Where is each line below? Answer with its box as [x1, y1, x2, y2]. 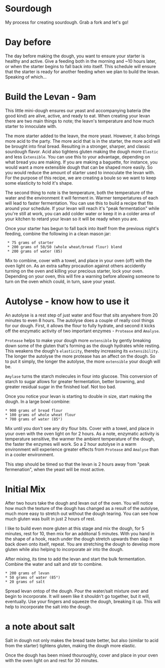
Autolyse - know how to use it [5, 296, 130, 307]
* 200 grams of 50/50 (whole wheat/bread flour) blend [7, 244, 122, 249]
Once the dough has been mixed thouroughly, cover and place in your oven [5, 652, 158, 658]
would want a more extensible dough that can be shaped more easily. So [5, 164, 153, 170]
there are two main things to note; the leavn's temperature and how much [5, 118, 154, 124]
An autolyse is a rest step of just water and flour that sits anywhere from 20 [5, 312, 158, 318]
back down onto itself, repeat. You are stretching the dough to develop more [5, 541, 160, 547]
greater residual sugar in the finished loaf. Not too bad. [5, 384, 117, 390]
